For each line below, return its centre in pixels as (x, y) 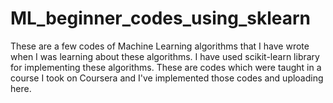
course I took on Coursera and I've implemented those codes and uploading (167, 78)
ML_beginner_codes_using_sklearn (160, 18)
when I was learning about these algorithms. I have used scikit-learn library (165, 56)
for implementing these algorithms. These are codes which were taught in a (166, 67)
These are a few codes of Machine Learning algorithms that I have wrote (160, 46)
